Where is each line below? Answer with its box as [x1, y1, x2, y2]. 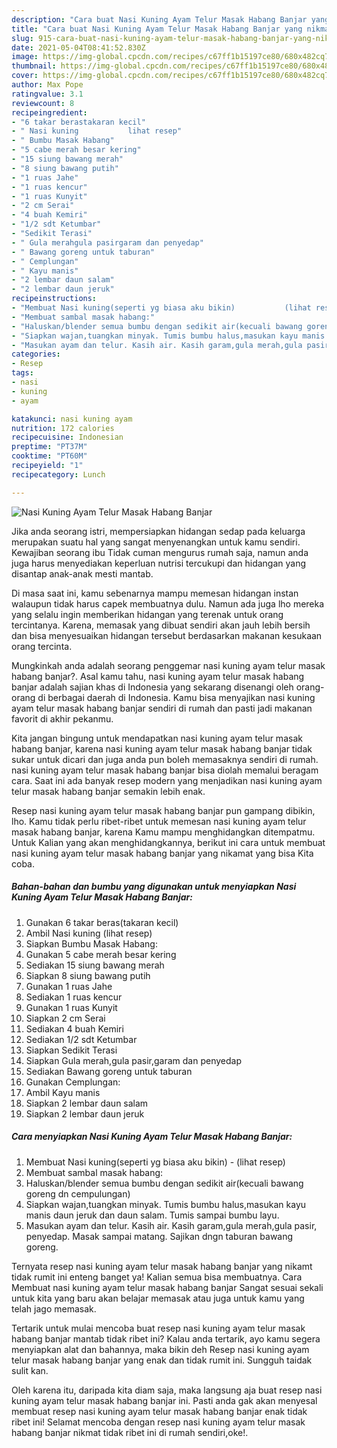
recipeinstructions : [11, 294, 98, 304]
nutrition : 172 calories [11, 423, 115, 433]
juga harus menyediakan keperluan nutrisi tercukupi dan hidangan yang [11, 557, 307, 569]
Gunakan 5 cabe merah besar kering [25, 948, 177, 960]
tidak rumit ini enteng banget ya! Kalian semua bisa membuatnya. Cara [11, 1271, 303, 1283]
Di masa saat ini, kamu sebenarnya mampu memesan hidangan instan [11, 587, 299, 599]
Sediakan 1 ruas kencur [25, 991, 123, 1003]
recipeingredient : [11, 107, 88, 118]
